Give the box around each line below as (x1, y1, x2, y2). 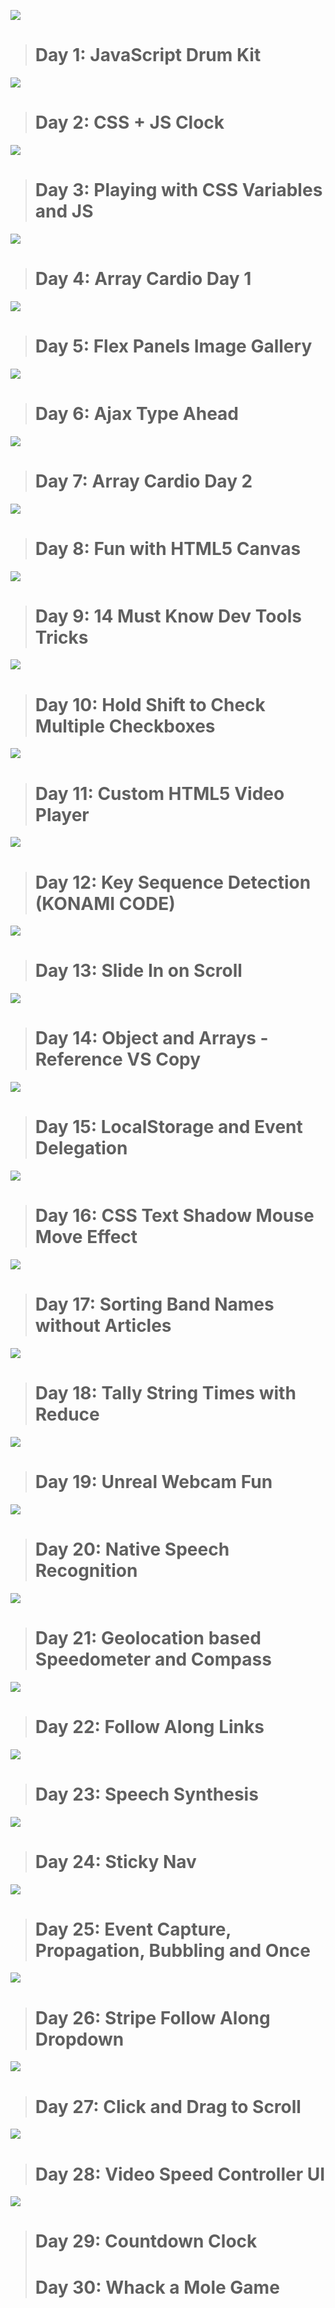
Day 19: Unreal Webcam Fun (34, 1471, 273, 1494)
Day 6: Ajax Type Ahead (34, 402, 240, 425)
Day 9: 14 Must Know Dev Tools (34, 605, 302, 627)
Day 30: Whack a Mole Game (34, 2276, 280, 2299)
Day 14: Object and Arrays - (34, 1027, 269, 1050)
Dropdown (34, 2028, 125, 2050)
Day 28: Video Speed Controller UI (34, 2163, 326, 2185)
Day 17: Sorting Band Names (34, 1293, 275, 1316)
